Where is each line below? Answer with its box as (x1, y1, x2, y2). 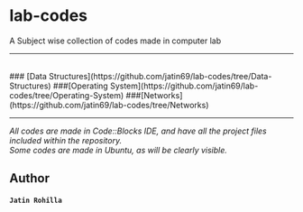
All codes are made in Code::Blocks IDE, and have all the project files (9, 125, 268, 136)
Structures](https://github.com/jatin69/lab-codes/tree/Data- (49, 70, 272, 81)
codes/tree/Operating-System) (9, 89, 124, 100)
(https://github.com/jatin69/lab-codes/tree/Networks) (9, 99, 209, 110)
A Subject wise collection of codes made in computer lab (9, 35, 222, 46)
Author (9, 171, 50, 186)
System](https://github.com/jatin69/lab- (109, 80, 259, 91)
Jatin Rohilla (9, 196, 63, 205)
